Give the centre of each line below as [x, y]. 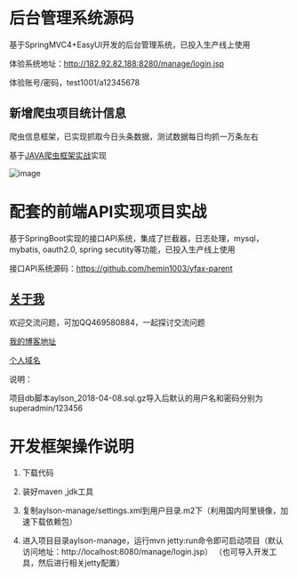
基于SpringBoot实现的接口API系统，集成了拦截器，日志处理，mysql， [136, 238]
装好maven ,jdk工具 [58, 492]
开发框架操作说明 [72, 447]
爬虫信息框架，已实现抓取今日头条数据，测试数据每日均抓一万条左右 [134, 136]
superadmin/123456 [46, 408]
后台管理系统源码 [72, 18]
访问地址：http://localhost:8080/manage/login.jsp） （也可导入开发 [145, 552]
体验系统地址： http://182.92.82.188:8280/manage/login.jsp [117, 63]
